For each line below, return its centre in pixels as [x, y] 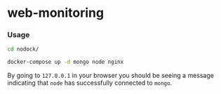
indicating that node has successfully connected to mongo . [90, 83]
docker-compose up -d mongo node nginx [66, 62]
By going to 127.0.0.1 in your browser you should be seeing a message [110, 76]
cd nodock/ [23, 49]
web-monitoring [55, 13]
